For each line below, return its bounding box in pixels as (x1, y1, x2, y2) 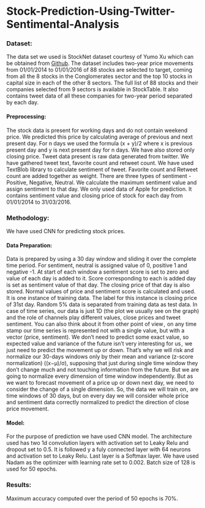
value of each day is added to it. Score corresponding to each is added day (6, 275, 196, 282)
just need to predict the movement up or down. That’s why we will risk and (6, 347, 194, 354)
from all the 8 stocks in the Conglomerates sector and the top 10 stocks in (6, 72, 193, 80)
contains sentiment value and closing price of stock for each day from (6, 191, 184, 199)
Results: (6, 480, 32, 489)
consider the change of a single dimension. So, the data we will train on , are (6, 385, 199, 393)
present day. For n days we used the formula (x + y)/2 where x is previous (6, 139, 193, 147)
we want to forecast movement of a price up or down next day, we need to (6, 379, 195, 387)
